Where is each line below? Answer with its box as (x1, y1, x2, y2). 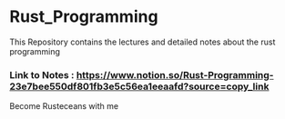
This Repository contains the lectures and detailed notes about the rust (9, 36, 276, 47)
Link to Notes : (9, 68, 75, 81)
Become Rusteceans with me (9, 101, 119, 112)
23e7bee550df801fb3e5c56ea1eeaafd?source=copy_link (9, 80, 270, 93)
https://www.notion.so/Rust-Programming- (76, 68, 275, 81)
